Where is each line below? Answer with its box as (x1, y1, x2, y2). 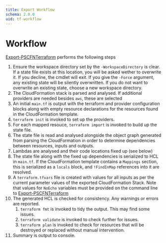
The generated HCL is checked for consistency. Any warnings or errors (12, 195, 159, 201)
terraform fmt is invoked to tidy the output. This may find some (20, 206, 150, 212)
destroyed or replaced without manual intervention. (20, 227, 125, 233)
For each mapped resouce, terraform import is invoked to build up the (12, 122, 158, 128)
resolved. (12, 169, 32, 175)
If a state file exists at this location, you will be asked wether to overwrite (12, 69, 162, 75)
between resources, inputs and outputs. (12, 143, 95, 149)
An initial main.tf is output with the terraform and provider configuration (12, 101, 160, 107)
